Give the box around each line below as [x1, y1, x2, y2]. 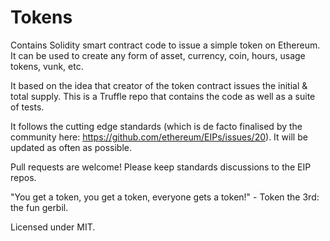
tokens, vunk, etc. [10, 60, 84, 72]
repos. [10, 171, 37, 183]
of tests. [10, 101, 45, 113]
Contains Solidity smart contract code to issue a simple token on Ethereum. [10, 39, 321, 51]
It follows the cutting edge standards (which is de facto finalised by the [10, 120, 303, 132]
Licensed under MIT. [10, 221, 96, 233]
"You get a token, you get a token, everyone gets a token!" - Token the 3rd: [10, 191, 320, 203]
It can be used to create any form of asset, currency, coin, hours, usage [10, 49, 306, 61]
